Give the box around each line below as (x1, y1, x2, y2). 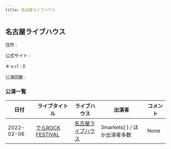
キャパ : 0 (5, 63, 25, 69)
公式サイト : (5, 53, 31, 59)
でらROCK (36, 124, 61, 131)
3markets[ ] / (100, 124, 132, 131)
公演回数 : (5, 74, 26, 80)
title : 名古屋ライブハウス (5, 7, 56, 13)
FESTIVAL (36, 131, 60, 138)
